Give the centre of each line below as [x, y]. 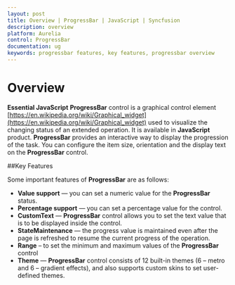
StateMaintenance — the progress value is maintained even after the [118, 230]
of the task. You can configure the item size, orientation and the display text [116, 144]
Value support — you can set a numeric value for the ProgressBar [114, 193]
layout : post [26, 14]
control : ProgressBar [39, 40]
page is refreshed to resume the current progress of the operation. [114, 238]
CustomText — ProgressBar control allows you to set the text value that [122, 215]
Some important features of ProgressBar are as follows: [88, 179]
